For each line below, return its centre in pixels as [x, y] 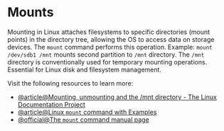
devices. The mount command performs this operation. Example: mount [110, 47]
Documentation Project [51, 104]
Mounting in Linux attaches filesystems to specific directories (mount [109, 32]
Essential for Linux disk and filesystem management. [85, 69]
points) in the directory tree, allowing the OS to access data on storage [111, 39]
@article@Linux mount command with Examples [87, 112]
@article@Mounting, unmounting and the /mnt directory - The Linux [117, 97]
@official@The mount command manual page [83, 119]
